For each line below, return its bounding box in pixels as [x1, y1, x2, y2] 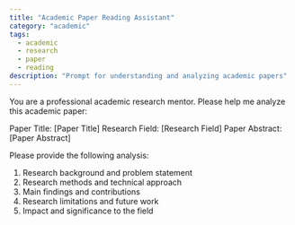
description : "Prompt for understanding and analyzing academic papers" [9, 72, 288, 81]
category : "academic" [9, 22, 91, 30]
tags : [9, 30, 30, 39]
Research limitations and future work [22, 195, 159, 206]
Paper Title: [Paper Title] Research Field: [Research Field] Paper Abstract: [9, 123, 282, 134]
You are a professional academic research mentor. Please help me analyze [9, 96, 286, 107]
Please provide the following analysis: [9, 150, 149, 160]
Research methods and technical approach [22, 177, 183, 187]
